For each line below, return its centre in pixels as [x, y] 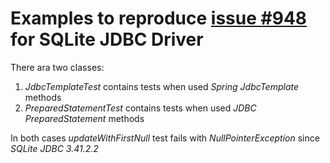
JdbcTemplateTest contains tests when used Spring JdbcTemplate [162, 86]
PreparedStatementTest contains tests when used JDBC [140, 108]
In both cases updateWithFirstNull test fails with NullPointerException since [165, 138]
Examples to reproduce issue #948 [159, 18]
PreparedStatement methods [84, 118]
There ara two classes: [57, 67]
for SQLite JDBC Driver [107, 39]
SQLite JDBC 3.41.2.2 [54, 148]
